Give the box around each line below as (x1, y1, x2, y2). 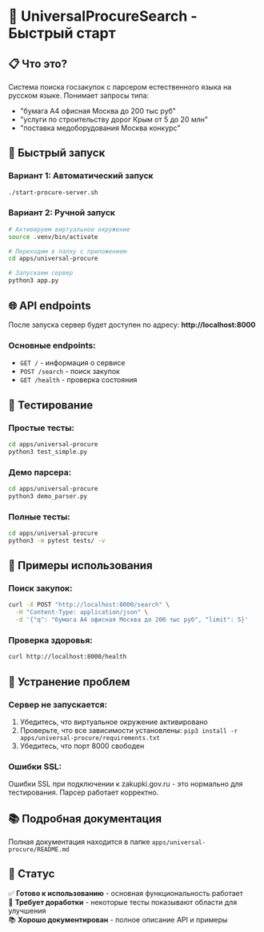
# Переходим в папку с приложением (8, 247, 127, 255)
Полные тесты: (8, 511, 70, 522)
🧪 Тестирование (8, 398, 94, 412)
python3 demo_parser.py (8, 492, 88, 500)
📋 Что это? (8, 57, 68, 70)
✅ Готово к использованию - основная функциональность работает (8, 888, 244, 898)
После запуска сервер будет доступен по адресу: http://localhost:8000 (8, 320, 256, 329)
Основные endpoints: (8, 340, 96, 351)
